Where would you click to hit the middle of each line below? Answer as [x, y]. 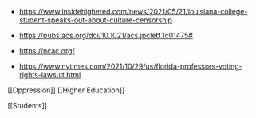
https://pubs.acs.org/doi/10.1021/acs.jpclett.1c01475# [106, 35]
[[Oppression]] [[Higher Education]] [66, 90]
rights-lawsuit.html [50, 75]
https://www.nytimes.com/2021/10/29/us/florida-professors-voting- [130, 66]
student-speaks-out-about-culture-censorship [96, 20]
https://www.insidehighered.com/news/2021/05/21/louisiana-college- [133, 12]
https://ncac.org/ [47, 51]
